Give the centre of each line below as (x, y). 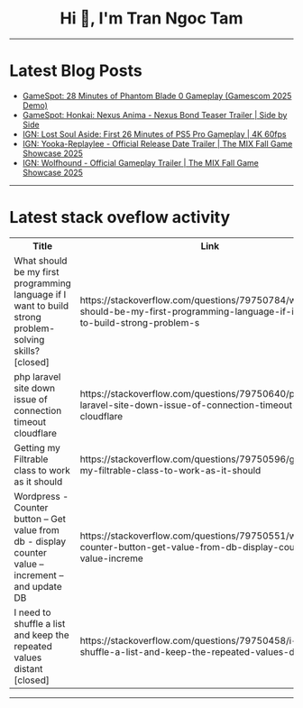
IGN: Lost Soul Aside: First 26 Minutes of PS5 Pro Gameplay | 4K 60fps (154, 133)
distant (28, 668)
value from (37, 529)
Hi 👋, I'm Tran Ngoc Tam (151, 18)
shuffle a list (40, 623)
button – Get (40, 519)
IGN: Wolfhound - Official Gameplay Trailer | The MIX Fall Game (140, 162)
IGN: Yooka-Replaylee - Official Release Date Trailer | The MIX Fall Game (157, 143)
